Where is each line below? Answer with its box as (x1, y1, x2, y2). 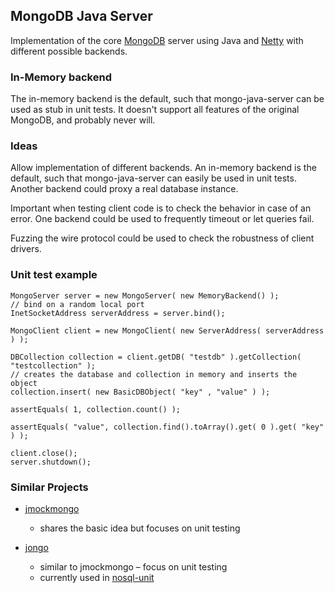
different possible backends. (10, 45, 128, 57)
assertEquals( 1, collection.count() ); (10, 404, 182, 414)
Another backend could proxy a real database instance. (10, 183, 239, 195)
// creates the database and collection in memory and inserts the (10, 369, 298, 379)
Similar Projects (10, 480, 89, 494)
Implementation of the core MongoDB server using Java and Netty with (10, 34, 304, 46)
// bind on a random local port (10, 299, 145, 309)
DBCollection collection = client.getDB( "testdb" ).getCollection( (10, 352, 302, 362)
